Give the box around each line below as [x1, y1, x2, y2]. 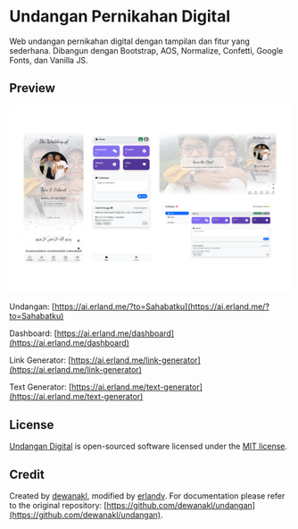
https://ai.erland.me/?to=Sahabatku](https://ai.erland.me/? [54, 301, 270, 312]
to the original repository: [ [9, 500, 107, 511]
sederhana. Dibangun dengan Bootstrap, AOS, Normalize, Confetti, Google [9, 45, 284, 55]
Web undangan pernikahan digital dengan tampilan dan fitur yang [9, 36, 250, 46]
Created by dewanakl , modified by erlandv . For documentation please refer [9, 491, 286, 501]
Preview [9, 80, 56, 96]
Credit [9, 466, 45, 482]
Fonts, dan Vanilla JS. [9, 55, 88, 65]
